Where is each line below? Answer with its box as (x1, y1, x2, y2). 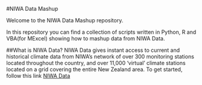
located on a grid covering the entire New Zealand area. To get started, (6, 66, 183, 73)
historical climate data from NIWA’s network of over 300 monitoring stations (6, 53, 195, 60)
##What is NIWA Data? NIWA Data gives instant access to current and (6, 46, 180, 54)
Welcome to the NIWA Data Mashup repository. (6, 17, 124, 24)
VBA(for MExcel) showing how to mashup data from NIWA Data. (6, 35, 165, 42)
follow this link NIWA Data (6, 72, 71, 79)
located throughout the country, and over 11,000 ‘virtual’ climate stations (6, 60, 186, 66)
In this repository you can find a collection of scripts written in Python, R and (6, 28, 197, 36)
